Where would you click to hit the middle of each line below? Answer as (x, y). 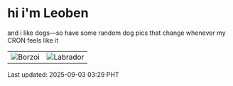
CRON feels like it (33, 40)
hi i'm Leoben (48, 13)
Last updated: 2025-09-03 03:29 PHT (63, 74)
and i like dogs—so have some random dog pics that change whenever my (116, 33)
